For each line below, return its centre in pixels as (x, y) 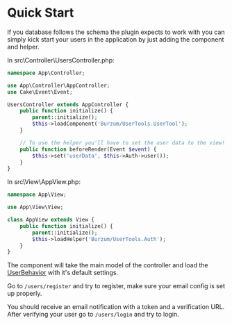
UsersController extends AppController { (68, 105)
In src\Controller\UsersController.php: (61, 60)
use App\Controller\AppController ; (59, 85)
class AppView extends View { (51, 220)
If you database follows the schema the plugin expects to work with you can (116, 32)
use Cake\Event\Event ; (40, 92)
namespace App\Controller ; (46, 73)
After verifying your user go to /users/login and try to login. (93, 315)
